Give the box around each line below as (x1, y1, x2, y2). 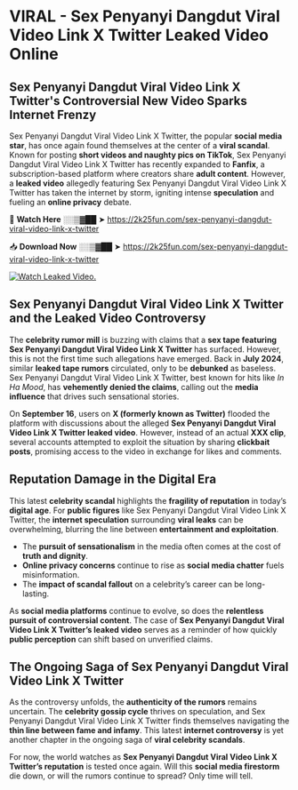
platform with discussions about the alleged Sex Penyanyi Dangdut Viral (9, 418, 277, 428)
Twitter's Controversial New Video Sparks (9, 93, 247, 108)
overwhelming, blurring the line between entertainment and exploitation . (9, 523, 278, 534)
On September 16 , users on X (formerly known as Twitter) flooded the (9, 408, 270, 419)
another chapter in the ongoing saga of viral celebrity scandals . (9, 735, 246, 746)
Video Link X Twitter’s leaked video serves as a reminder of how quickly (9, 624, 278, 634)
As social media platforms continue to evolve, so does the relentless (9, 605, 264, 616)
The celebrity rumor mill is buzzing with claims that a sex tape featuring (9, 334, 278, 345)
